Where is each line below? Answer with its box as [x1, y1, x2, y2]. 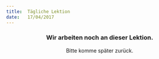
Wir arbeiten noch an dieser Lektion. [46, 34, 154, 42]
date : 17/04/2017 [6, 14, 55, 20]
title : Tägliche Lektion [6, 8, 70, 15]
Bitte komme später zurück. [66, 47, 133, 54]
